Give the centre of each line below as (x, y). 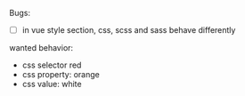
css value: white (52, 84)
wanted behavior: (41, 48)
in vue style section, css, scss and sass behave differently (129, 30)
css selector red (52, 65)
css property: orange (61, 75)
